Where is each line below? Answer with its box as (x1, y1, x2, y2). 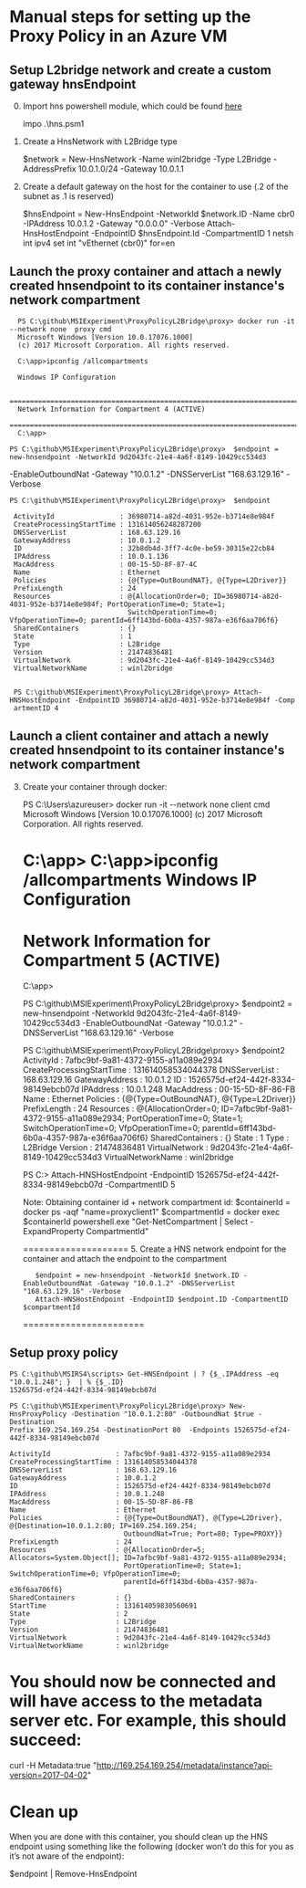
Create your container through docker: (22, 781, 168, 792)
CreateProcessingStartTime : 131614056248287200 (13, 519, 202, 529)
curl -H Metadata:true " (9, 1759, 97, 1770)
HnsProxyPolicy (9, 1409, 67, 1419)
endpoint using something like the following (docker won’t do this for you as (9, 1841, 294, 1852)
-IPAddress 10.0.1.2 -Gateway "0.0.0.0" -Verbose (22, 218, 206, 229)
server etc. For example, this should (9, 1710, 287, 1731)
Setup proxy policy (9, 1345, 118, 1361)
